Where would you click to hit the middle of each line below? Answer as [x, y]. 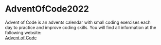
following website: [23, 32]
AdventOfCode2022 [47, 9]
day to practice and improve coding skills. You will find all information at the [81, 27]
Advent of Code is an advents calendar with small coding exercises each [78, 22]
